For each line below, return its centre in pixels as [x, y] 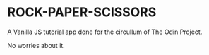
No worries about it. [36, 45]
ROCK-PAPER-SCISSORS [82, 12]
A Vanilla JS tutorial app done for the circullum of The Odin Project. [105, 32]
